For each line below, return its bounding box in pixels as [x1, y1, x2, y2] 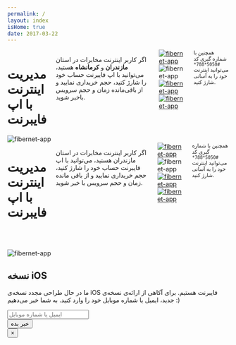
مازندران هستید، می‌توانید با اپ [55, 156, 136, 164]
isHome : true [7, 23, 46, 30]
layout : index [7, 17, 49, 24]
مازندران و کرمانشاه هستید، [55, 63, 128, 71]
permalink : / [7, 10, 46, 18]
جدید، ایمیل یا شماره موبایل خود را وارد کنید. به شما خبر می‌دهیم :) [7, 296, 180, 304]
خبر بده [11, 320, 30, 327]
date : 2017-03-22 [7, 30, 58, 37]
